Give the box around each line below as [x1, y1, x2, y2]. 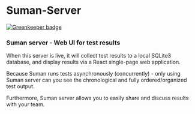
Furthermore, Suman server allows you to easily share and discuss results [6, 94, 189, 102]
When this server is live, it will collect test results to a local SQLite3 [6, 52, 172, 59]
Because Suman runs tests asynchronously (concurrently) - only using [6, 70, 181, 77]
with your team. [6, 101, 45, 108]
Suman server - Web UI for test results [6, 38, 121, 47]
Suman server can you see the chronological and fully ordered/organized [6, 76, 187, 84]
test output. [6, 83, 35, 90]
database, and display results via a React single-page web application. [6, 58, 181, 66]
